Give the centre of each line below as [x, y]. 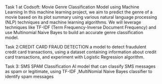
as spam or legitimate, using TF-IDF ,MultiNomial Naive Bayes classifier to [79, 71]
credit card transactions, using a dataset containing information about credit [81, 52]
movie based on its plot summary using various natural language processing [81, 17]
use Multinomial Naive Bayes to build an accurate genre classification [74, 32]
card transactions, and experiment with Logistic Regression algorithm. [75, 57]
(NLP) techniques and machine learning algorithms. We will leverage [73, 22]
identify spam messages [29, 77]
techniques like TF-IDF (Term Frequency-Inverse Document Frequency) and [81, 27]
